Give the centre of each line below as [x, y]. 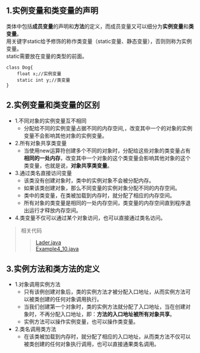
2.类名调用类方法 [35, 329]
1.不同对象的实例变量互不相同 [51, 121]
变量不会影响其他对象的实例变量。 [65, 136]
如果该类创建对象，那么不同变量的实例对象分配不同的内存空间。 [102, 188]
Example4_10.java [57, 248]
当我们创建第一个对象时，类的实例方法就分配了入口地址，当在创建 [104, 307]
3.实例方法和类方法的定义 [53, 269]
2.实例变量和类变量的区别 [53, 105]
